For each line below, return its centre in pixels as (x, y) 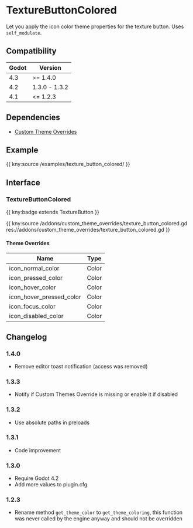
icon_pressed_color (36, 278)
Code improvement (38, 450)
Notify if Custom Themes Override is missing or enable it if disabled (96, 394)
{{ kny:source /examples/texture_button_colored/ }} (68, 164)
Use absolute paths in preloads (52, 422)
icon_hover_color (33, 287)
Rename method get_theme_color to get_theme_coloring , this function (99, 512)
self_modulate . (24, 32)
